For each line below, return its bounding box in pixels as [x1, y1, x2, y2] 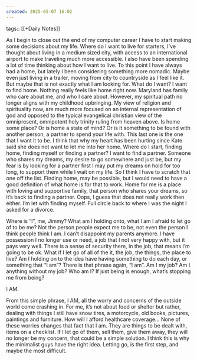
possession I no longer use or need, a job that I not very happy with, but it [6, 236, 185, 243]
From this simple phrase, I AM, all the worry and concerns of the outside [6, 297, 182, 304]
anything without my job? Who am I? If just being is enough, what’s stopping [6, 267, 191, 275]
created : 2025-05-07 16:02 [6, 8, 73, 15]
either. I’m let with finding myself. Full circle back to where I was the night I [6, 199, 187, 207]
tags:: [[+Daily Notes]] [6, 25, 60, 32]
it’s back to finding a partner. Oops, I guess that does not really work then [6, 193, 185, 200]
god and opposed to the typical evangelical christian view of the [6, 112, 162, 119]
